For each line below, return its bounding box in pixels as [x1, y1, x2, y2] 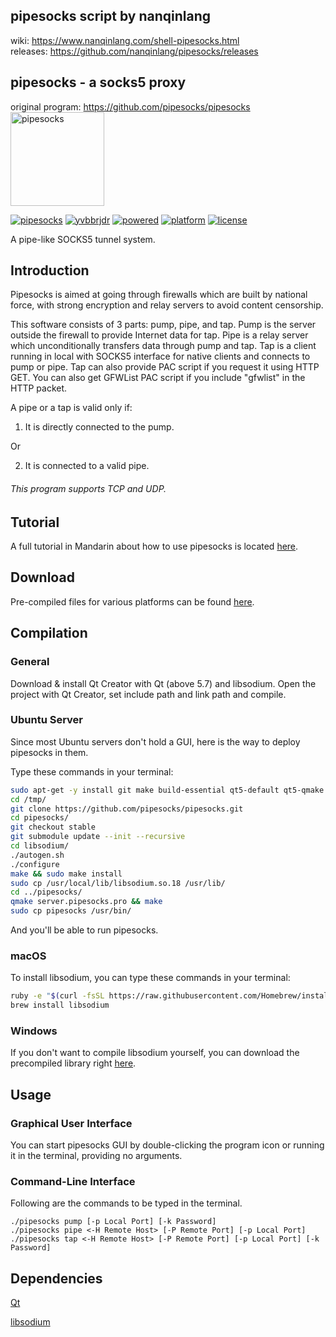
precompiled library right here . [10, 1057, 137, 1069]
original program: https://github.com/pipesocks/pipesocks [10, 100, 251, 113]
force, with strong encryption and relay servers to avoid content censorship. [10, 299, 324, 311]
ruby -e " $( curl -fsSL [10, 991, 105, 1001]
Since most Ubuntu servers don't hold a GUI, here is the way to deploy [10, 735, 301, 748]
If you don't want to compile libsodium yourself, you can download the [10, 1047, 300, 1059]
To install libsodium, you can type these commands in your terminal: [10, 972, 291, 984]
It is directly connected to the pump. [24, 421, 175, 433]
